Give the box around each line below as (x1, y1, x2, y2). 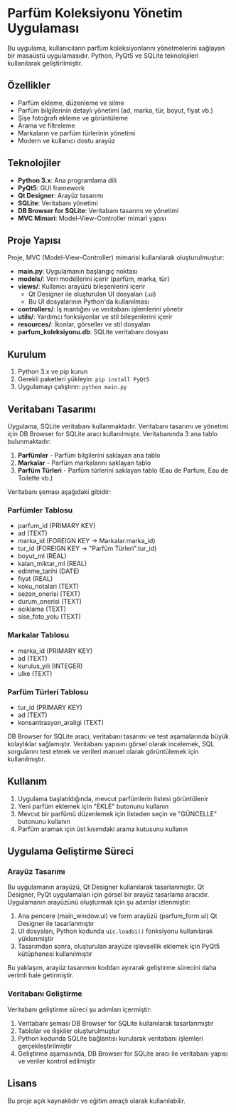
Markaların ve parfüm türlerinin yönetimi (17, 128, 136, 137)
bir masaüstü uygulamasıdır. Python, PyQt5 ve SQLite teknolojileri (7, 51, 199, 60)
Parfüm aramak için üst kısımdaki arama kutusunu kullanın (17, 825, 188, 833)
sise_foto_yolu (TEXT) (17, 612, 82, 621)
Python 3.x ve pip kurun (17, 367, 88, 376)
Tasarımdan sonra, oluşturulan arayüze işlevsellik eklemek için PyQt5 (17, 942, 220, 951)
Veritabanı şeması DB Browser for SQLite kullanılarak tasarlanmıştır (17, 1019, 214, 1027)
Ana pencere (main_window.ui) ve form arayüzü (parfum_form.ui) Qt (17, 912, 218, 920)
